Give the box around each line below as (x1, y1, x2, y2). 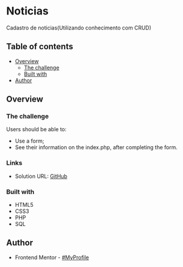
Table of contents (6, 41, 73, 52)
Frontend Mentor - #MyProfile (14, 254, 89, 261)
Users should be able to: (6, 126, 67, 133)
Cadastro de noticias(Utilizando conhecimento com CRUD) (6, 24, 152, 31)
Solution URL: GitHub (14, 173, 68, 180)
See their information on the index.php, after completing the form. (14, 144, 178, 151)
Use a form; (14, 137, 44, 145)
